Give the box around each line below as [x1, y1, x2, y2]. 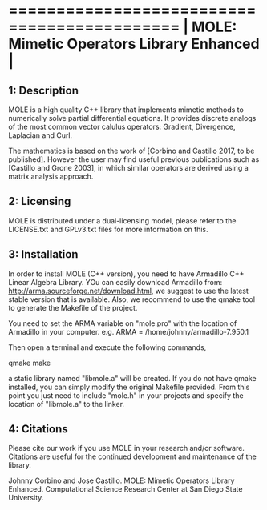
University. [8, 493, 44, 503]
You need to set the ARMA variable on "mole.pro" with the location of [8, 318, 237, 328]
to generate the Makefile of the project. [8, 303, 138, 312]
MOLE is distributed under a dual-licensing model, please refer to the [8, 215, 237, 225]
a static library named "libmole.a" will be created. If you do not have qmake [8, 373, 257, 383]
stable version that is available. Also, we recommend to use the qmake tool [8, 294, 255, 304]
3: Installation [8, 247, 79, 261]
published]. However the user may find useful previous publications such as [8, 155, 260, 164]
